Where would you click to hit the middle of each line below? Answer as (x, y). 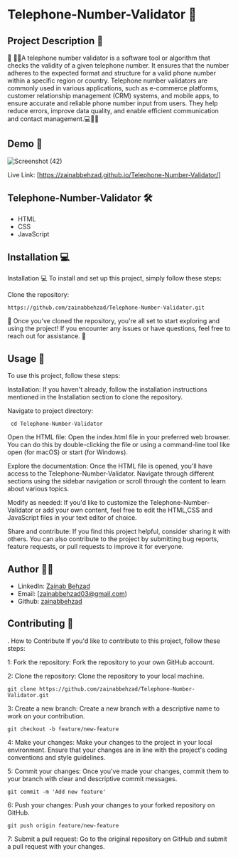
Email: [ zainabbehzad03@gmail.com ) (72, 594)
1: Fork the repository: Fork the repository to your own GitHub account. (111, 662)
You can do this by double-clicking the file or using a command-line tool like (119, 445)
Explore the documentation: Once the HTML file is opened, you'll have (110, 466)
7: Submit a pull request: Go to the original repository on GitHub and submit (117, 839)
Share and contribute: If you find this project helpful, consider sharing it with (119, 532)
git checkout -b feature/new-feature (63, 729)
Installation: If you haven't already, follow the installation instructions (107, 389)
